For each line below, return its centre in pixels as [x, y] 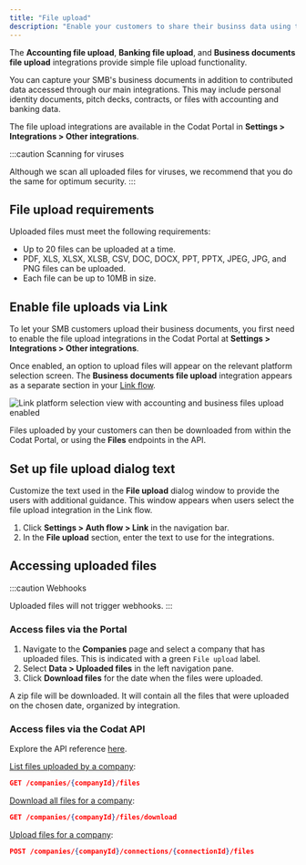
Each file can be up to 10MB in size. [89, 278]
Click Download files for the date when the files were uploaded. [143, 678]
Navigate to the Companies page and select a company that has [144, 649]
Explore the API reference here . [68, 749]
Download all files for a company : [72, 801]
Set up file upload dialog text [92, 469]
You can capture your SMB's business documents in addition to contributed [151, 79]
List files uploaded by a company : [73, 767]
